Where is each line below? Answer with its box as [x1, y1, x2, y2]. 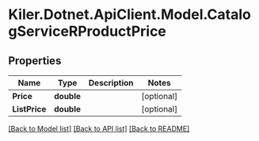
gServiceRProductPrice [8, 22, 166, 40]
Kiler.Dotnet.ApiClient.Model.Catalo [8, 6, 251, 24]
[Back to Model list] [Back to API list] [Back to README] [8, 124, 190, 133]
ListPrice [12, 104, 47, 114]
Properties [8, 54, 62, 67]
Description [88, 78, 134, 88]
